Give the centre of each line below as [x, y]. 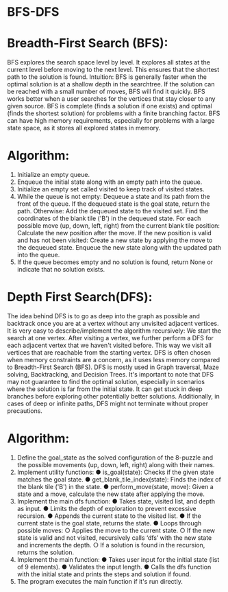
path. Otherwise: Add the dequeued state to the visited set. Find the [113, 211]
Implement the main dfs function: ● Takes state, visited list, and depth [116, 501]
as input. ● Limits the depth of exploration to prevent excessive [106, 508]
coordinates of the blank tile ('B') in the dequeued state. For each [109, 218]
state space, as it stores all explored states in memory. [84, 128]
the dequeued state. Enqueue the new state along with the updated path [119, 248]
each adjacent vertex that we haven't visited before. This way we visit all [110, 345]
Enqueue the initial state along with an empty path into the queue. [110, 182]
